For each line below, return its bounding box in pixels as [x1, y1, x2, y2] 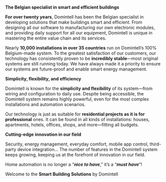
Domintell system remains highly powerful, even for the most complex [5, 96, 149, 102]
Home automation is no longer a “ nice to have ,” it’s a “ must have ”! [5, 161, 142, 167]
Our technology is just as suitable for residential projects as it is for [5, 111, 145, 117]
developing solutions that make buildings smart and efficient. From [5, 19, 142, 25]
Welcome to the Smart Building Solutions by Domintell [5, 171, 118, 177]
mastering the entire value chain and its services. [5, 35, 106, 41]
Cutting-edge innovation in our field [5, 131, 81, 137]
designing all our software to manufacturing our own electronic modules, [5, 24, 155, 30]
